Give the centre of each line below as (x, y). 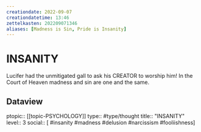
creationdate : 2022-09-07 (39, 12)
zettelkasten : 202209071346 (42, 23)
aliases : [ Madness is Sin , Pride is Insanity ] (66, 29)
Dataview (25, 101)
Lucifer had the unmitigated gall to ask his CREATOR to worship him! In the (100, 76)
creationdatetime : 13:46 (38, 18)
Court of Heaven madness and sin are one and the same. (78, 82)
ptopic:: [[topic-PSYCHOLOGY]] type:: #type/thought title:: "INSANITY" (96, 116)
